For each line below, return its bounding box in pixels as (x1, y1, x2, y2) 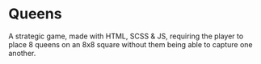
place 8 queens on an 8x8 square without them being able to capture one (8, 39, 253, 49)
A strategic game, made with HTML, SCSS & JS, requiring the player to (8, 31, 244, 41)
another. (8, 48, 36, 58)
